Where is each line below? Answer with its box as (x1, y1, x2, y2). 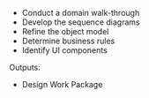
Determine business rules (21, 35, 115, 46)
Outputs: (9, 62, 41, 72)
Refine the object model (21, 26, 109, 36)
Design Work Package (21, 79, 103, 89)
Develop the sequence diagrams (21, 17, 140, 27)
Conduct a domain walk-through (21, 8, 140, 18)
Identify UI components (21, 45, 108, 56)
